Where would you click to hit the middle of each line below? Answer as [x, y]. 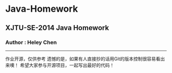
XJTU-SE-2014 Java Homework [57, 28]
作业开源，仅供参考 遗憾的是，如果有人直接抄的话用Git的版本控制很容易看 [83, 59]
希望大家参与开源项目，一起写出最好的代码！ [67, 65]
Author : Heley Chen [31, 42]
